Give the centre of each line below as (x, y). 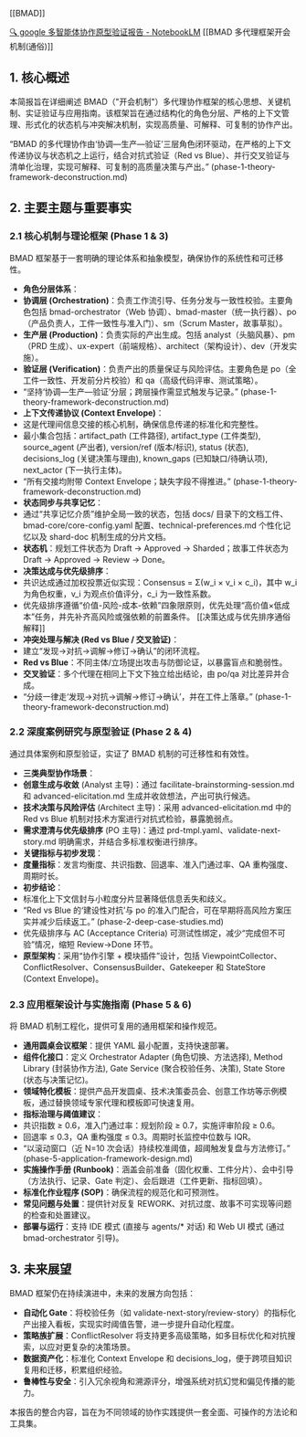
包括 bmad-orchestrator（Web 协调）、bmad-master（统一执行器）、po (164, 312)
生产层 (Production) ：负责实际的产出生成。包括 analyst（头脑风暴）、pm (158, 334)
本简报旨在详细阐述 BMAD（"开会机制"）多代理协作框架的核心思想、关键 (146, 101)
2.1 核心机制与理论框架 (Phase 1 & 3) (89, 237)
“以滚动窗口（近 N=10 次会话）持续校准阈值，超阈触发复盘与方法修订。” (156, 1148)
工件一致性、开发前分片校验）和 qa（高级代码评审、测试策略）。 (142, 380)
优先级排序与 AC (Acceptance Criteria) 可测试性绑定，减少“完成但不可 (154, 933)
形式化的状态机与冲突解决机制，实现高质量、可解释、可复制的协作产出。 (161, 124)
